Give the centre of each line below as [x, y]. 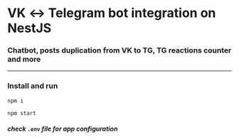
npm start [22, 113]
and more [24, 60]
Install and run [33, 86]
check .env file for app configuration [63, 129]
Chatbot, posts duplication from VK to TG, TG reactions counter [119, 50]
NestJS [30, 28]
